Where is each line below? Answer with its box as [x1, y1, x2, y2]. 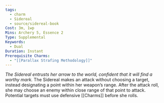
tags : [5, 7, 16, 12]
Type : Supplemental [5, 35, 46, 40]
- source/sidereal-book [9, 21, 59, 26]
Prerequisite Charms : [5, 53, 50, 58]
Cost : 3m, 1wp [5, 26, 35, 31]
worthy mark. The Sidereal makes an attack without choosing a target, [5, 77, 150, 83]
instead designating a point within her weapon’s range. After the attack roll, [5, 82, 160, 88]
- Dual [9, 44, 23, 49]
